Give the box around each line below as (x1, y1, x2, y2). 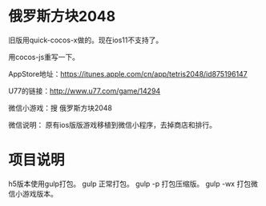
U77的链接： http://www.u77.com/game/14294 (8, 85, 161, 96)
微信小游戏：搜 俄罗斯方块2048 (8, 103, 113, 113)
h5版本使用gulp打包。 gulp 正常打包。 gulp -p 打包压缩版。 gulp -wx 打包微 (8, 179, 258, 188)
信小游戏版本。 (8, 188, 58, 198)
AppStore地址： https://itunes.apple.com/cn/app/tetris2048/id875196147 (8, 69, 248, 78)
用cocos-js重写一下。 (8, 52, 80, 61)
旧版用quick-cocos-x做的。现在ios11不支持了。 (8, 35, 163, 45)
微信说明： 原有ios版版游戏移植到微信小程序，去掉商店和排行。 (8, 120, 217, 129)
